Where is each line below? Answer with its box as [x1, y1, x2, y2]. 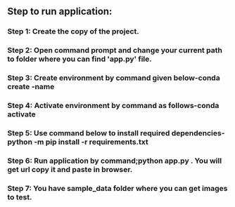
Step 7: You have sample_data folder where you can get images [7, 183, 228, 193]
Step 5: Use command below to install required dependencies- [7, 128, 225, 138]
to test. [7, 192, 32, 202]
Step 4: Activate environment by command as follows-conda [7, 101, 220, 111]
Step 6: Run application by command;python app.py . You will [7, 156, 222, 166]
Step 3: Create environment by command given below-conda [7, 73, 220, 83]
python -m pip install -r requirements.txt [7, 137, 149, 147]
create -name [7, 82, 55, 92]
